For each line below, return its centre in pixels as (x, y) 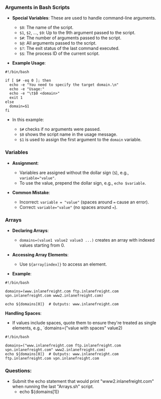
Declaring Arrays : (30, 230)
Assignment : (25, 163)
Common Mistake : (31, 192)
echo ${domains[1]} (39, 392)
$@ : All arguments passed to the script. (58, 43)
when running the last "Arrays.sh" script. (53, 387)
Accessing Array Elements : (40, 254)
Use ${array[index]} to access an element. (63, 264)
